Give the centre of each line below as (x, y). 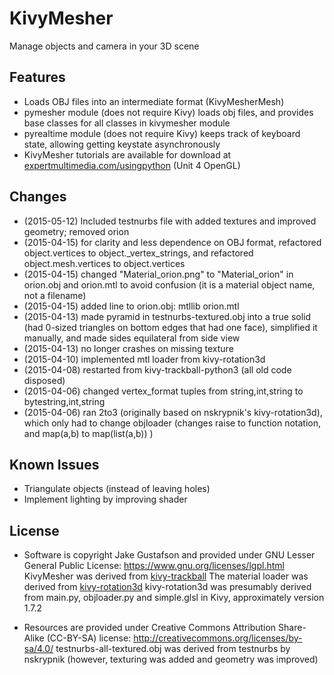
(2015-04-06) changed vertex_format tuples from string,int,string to (163, 391)
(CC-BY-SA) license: (89, 638)
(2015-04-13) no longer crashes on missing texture (128, 348)
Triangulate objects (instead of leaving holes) (117, 489)
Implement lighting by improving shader (105, 499)
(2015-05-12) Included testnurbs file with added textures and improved (170, 221)
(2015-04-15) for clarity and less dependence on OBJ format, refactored (172, 242)
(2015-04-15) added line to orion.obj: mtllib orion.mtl (131, 306)
